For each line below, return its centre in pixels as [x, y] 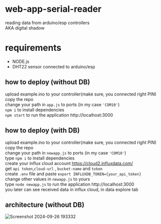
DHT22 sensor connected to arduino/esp [54, 66]
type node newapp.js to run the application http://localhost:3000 [70, 184]
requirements [33, 48]
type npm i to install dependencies [40, 158]
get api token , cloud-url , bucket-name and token [54, 168]
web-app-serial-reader [53, 9]
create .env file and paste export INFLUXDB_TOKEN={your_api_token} [73, 174]
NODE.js [21, 61]
